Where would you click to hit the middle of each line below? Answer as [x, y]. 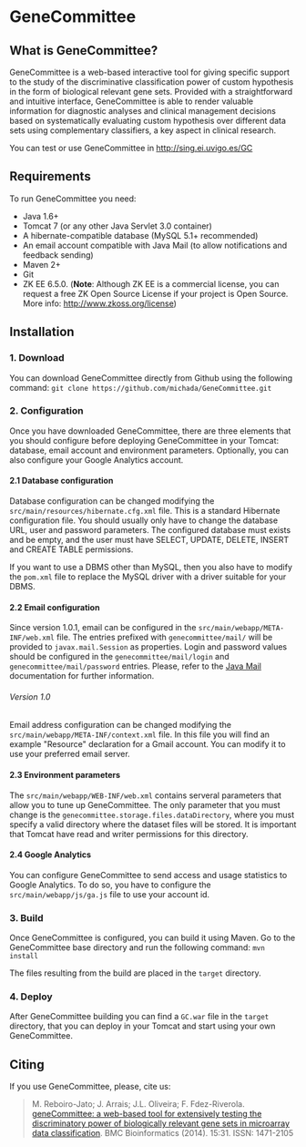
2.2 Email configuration [55, 607]
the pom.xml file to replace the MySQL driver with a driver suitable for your [148, 577]
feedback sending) [58, 255]
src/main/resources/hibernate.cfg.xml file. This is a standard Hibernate [145, 511]
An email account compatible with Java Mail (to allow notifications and [155, 245]
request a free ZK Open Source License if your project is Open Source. [155, 293]
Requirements [50, 176]
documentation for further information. [82, 676]
